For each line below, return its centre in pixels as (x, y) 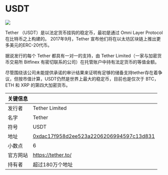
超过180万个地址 (53, 164)
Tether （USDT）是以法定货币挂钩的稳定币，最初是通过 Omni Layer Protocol (84, 32)
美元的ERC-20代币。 (31, 45)
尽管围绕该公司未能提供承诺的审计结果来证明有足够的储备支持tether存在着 (81, 72)
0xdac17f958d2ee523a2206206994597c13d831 (94, 136)
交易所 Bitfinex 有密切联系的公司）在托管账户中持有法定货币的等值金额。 (84, 62)
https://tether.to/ (52, 154)
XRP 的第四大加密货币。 (46, 85)
